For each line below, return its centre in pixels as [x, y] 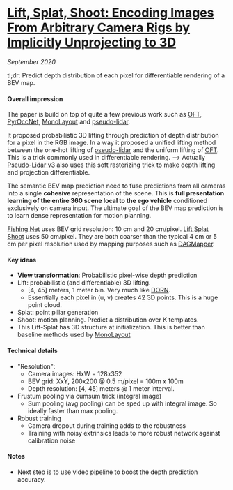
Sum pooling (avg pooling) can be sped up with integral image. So [122, 403]
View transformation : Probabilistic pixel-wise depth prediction [107, 275]
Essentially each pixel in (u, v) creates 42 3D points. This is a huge [123, 297]
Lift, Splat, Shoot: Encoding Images [111, 13]
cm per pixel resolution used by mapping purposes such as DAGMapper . [111, 244]
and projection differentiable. [49, 172]
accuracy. [32, 479]
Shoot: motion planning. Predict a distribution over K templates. [108, 320]
